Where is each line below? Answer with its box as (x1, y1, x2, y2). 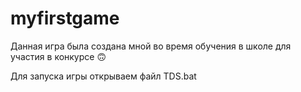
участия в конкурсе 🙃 (10, 50, 107, 62)
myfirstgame (10, 7, 120, 30)
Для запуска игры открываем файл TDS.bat (10, 70, 197, 82)
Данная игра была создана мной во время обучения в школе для (10, 40, 292, 52)
